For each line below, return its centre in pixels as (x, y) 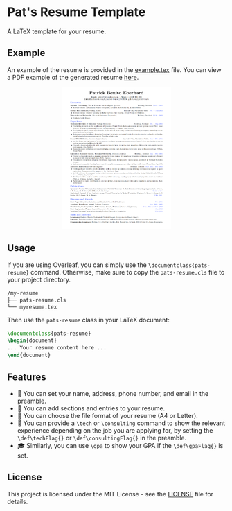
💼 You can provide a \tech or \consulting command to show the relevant (121, 423)
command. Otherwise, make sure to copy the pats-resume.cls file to (128, 272)
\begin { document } (32, 340)
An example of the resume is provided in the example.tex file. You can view (114, 69)
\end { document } (29, 355)
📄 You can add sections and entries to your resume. (91, 408)
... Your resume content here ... (57, 348)
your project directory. (39, 279)
